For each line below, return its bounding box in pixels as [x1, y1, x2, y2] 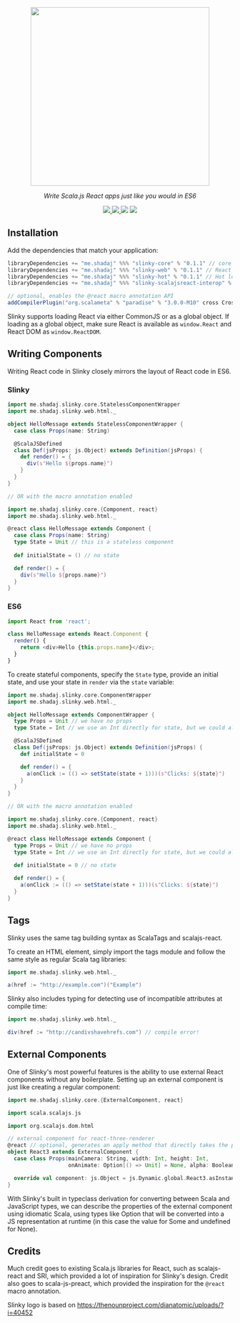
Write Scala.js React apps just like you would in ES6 [44, 191, 196, 200]
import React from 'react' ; [7, 618, 91, 625]
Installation [7, 227, 59, 239]
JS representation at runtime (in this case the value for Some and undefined [7, 1217, 231, 1225]
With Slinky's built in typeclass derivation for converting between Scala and [7, 1194, 230, 1203]
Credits [7, 1245, 41, 1257]
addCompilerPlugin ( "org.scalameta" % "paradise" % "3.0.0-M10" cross [7, 299, 219, 306]
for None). [7, 1224, 38, 1233]
